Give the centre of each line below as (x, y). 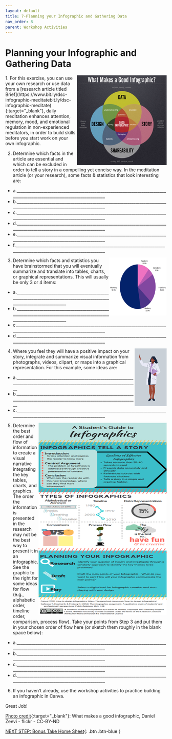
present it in (25, 551)
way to (20, 546)
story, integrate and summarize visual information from (71, 357)
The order (23, 496)
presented (24, 518)
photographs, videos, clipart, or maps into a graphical (69, 362)
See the (21, 567)
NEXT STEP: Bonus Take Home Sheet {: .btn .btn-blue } (63, 731)
